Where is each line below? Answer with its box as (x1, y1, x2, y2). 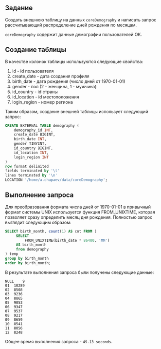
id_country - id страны (12, 89, 58, 95)
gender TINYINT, (14, 141, 47, 146)
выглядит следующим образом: (5, 219, 72, 225)
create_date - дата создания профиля (12, 73, 89, 79)
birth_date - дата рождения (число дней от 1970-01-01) (12, 78, 125, 84)
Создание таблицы (5, 46, 67, 54)
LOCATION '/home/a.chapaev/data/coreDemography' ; (5, 177, 108, 182)
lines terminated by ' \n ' (5, 173, 57, 178)
